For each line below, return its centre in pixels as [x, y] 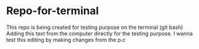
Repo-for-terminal [52, 11]
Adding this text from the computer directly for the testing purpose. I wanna [99, 33]
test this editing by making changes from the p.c [66, 40]
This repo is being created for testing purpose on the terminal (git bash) [95, 27]
